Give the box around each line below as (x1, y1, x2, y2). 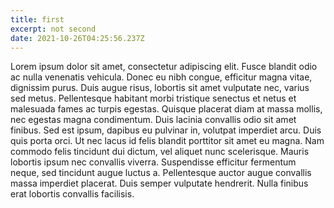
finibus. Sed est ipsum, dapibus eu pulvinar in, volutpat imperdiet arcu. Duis (10, 124, 322, 136)
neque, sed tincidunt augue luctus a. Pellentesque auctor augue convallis (10, 167, 312, 179)
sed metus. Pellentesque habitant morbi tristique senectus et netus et (10, 92, 297, 105)
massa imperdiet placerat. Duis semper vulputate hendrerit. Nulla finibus (10, 177, 309, 190)
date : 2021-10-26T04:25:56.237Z (10, 33, 145, 43)
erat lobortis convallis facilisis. (10, 188, 135, 200)
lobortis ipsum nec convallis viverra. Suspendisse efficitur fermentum (10, 156, 297, 168)
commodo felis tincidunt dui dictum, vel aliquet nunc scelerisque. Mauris (10, 146, 310, 158)
